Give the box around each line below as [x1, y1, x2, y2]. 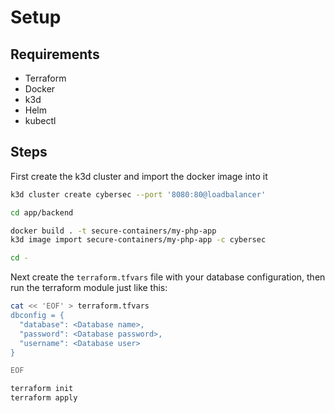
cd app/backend [10, 207, 74, 218]
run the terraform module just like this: [10, 282, 168, 294]
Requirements [10, 46, 100, 63]
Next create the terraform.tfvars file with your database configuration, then [10, 271, 326, 283]
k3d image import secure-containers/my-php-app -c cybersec [10, 235, 267, 245]
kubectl [24, 115, 57, 126]
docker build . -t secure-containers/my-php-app [10, 226, 217, 236]
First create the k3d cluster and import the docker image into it [10, 170, 268, 182]
